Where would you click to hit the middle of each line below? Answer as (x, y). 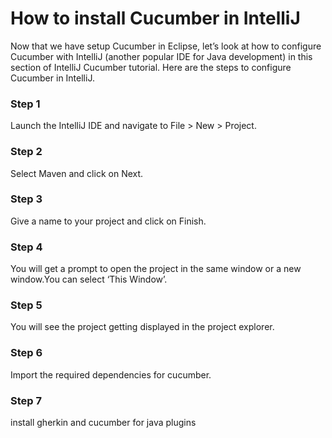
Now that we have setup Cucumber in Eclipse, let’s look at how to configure (166, 46)
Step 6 (26, 353)
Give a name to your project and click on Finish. (108, 221)
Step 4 (26, 247)
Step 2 (26, 152)
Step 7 (26, 400)
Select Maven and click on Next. (77, 173)
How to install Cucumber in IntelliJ (155, 18)
